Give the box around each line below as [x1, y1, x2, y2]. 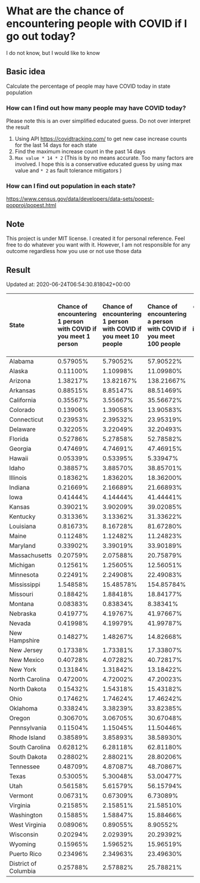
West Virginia [9, 820, 46, 829]
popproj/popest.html [6, 202, 57, 209]
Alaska [9, 367, 29, 375]
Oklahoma [9, 704, 37, 712]
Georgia [9, 444, 32, 453]
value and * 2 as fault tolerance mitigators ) [14, 167, 122, 174]
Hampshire [9, 636, 40, 644]
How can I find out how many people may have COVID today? [6, 103, 186, 112]
